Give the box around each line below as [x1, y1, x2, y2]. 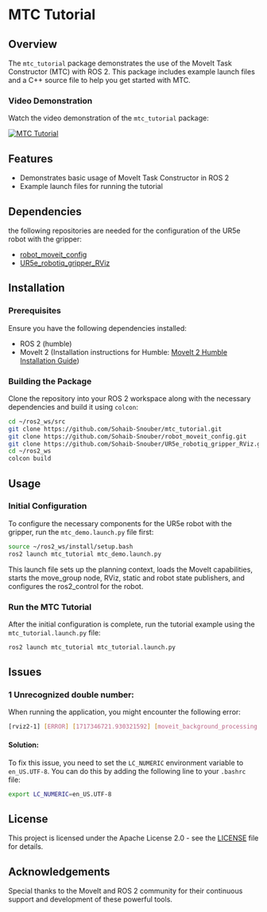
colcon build [8, 454, 52, 463]
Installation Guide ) [19, 356, 79, 365]
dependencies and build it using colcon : [8, 402, 139, 411]
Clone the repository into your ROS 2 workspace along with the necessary [8, 393, 251, 403]
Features [8, 151, 53, 165]
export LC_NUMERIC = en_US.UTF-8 [8, 790, 112, 798]
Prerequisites [8, 305, 61, 316]
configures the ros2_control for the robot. [8, 581, 144, 591]
